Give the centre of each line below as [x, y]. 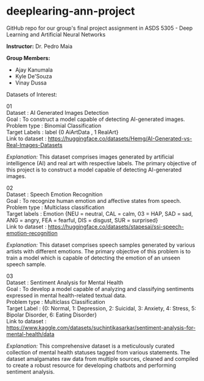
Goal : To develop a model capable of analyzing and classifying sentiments [100, 289]
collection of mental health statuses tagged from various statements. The [98, 352]
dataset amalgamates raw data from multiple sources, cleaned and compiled [102, 359]
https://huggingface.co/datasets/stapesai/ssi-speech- [116, 227]
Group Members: [28, 58]
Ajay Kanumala [34, 70]
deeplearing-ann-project [71, 11]
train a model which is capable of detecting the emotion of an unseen [93, 258]
